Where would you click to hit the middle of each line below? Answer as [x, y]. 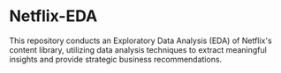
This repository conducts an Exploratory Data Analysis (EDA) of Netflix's [140, 40]
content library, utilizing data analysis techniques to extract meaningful [138, 49]
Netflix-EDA [53, 16]
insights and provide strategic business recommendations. [116, 59]
